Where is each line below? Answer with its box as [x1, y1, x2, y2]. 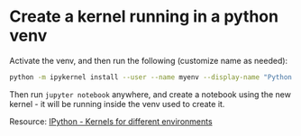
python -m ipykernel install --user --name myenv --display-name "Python [9, 72, 293, 82]
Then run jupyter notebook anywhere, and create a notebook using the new [9, 88, 291, 100]
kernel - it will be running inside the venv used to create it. [9, 98, 225, 109]
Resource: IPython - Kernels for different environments [9, 115, 214, 127]
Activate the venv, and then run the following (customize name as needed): [9, 55, 288, 66]
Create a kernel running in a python [9, 6, 279, 27]
